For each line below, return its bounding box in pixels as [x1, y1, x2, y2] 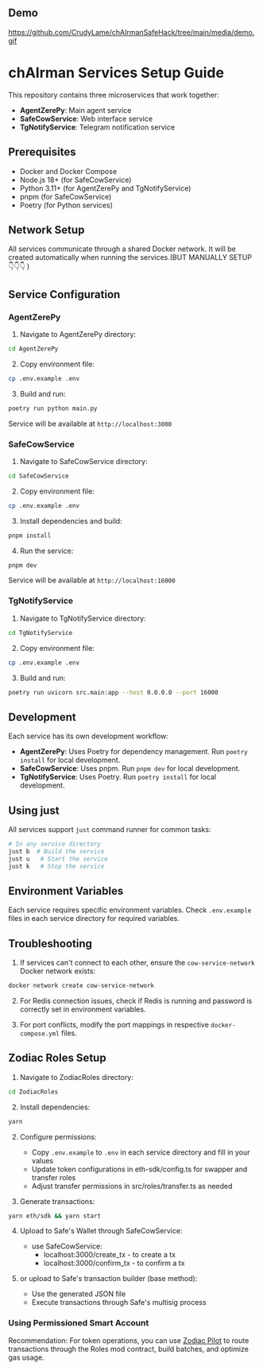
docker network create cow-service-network [8, 981, 155, 990]
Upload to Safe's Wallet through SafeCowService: [19, 1226, 183, 1236]
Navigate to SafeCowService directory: [19, 456, 149, 466]
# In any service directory [8, 840, 102, 849]
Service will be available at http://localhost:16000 [8, 575, 176, 585]
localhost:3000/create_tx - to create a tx [43, 1250, 176, 1260]
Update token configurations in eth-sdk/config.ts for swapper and [31, 1164, 248, 1174]
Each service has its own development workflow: [8, 731, 169, 741]
